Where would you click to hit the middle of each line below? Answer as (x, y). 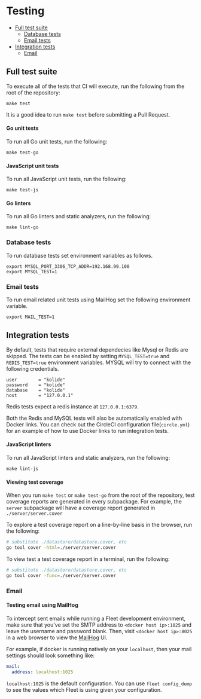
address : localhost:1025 (42, 672)
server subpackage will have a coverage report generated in (81, 508)
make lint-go (22, 228)
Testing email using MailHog (42, 605)
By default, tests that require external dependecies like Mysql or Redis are (97, 349)
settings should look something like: (50, 655)
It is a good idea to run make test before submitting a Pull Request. (88, 114)
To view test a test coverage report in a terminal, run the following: (88, 559)
